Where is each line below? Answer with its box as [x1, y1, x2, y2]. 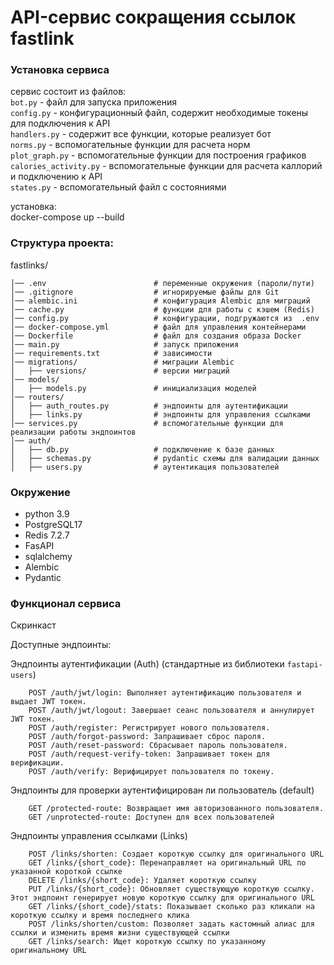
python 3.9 [24, 508, 70, 520]
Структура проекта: [10, 236, 115, 250]
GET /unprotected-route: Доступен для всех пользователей [28, 812, 275, 823]
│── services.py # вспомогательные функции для [10, 418, 284, 428]
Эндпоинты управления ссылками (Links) [10, 830, 188, 842]
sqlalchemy [24, 551, 73, 563]
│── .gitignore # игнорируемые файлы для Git [10, 287, 280, 297]
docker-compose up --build [10, 211, 125, 223]
